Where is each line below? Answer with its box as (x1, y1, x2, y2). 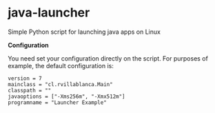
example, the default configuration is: (8, 61, 114, 70)
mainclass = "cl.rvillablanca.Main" (8, 81, 113, 88)
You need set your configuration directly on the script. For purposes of (8, 54, 209, 63)
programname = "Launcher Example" (8, 99, 107, 106)
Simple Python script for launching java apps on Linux (8, 28, 161, 36)
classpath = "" (8, 87, 52, 94)
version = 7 (8, 74, 42, 82)
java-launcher (8, 5, 90, 21)
